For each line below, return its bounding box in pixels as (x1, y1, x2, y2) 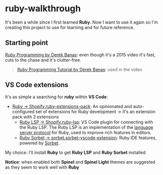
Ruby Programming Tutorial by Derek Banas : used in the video (17, 66, 143, 72)
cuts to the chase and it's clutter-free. (5, 57, 82, 63)
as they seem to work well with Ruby (5, 164, 79, 170)
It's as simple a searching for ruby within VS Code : (5, 94, 108, 100)
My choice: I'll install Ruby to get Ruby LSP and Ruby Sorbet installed (5, 149, 146, 155)
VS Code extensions (5, 81, 69, 89)
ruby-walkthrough (5, 3, 81, 14)
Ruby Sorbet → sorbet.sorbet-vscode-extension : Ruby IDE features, (19, 135, 157, 141)
